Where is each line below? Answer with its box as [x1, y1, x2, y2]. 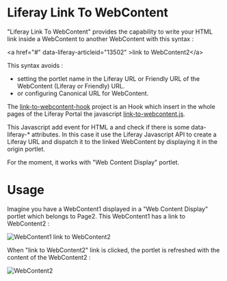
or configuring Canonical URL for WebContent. [16, 89, 149, 97]
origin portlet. [7, 145, 46, 153]
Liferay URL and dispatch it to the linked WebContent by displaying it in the [7, 137, 217, 145]
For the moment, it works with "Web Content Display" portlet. [7, 158, 180, 166]
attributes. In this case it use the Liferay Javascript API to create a [31, 130, 217, 138]
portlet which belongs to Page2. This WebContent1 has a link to [7, 212, 186, 220]
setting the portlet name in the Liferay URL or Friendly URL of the [16, 74, 200, 83]
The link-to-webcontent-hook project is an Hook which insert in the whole [7, 102, 215, 110]
